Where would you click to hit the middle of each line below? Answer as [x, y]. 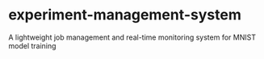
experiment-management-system [125, 15]
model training [32, 45]
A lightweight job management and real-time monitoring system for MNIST [132, 37]
